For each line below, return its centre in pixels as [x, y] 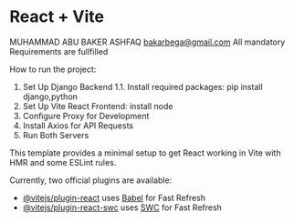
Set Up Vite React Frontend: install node [98, 106]
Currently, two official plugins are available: [91, 180]
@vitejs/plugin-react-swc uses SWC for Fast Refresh [122, 207]
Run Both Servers [56, 135]
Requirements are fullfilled [59, 51]
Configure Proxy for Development [86, 116]
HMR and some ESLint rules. [63, 162]
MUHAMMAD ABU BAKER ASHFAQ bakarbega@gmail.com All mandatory [147, 42]
